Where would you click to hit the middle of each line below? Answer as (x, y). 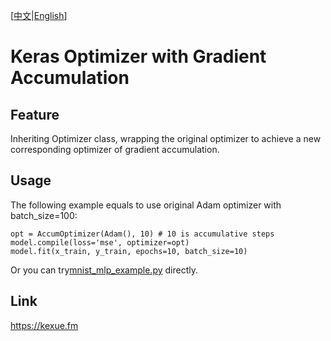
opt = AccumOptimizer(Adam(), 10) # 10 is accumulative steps (142, 234)
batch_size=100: (44, 215)
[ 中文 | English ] (39, 15)
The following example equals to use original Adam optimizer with (146, 205)
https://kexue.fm (44, 325)
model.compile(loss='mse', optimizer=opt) (100, 242)
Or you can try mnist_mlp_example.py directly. (104, 270)
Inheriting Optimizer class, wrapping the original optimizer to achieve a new (166, 138)
